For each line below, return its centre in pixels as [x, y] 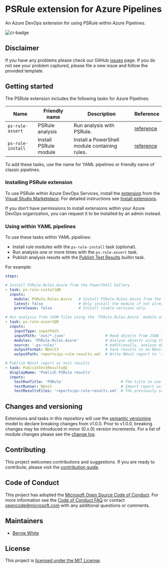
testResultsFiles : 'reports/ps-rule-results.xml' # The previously [85, 391]
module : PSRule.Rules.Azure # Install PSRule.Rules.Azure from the [88, 299]
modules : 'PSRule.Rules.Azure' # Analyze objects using [85, 340]
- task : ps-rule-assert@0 [32, 322]
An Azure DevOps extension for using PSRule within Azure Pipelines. [75, 23]
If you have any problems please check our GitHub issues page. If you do [80, 60]
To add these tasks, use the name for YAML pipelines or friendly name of [80, 164]
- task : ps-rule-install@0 [33, 289]
